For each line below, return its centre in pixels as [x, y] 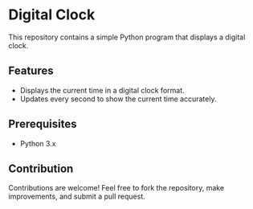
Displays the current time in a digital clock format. [102, 90]
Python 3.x [38, 143]
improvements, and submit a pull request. [77, 197]
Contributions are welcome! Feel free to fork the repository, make [116, 188]
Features [31, 71]
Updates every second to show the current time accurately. [118, 99]
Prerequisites [43, 124]
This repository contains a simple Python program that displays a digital [127, 37]
